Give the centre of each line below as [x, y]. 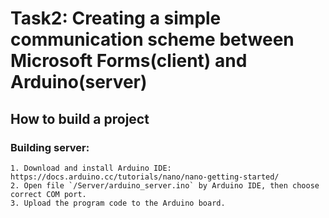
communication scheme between [152, 39]
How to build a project [80, 118]
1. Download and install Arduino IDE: [91, 168]
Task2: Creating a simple [116, 18]
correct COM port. [48, 194]
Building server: [50, 147]
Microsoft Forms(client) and [129, 61]
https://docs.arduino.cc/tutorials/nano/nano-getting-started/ [145, 177]
